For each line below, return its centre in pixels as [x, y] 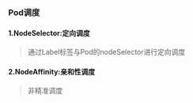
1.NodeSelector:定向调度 [49, 32]
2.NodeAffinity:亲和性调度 [52, 71]
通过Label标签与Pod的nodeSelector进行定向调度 [106, 52]
